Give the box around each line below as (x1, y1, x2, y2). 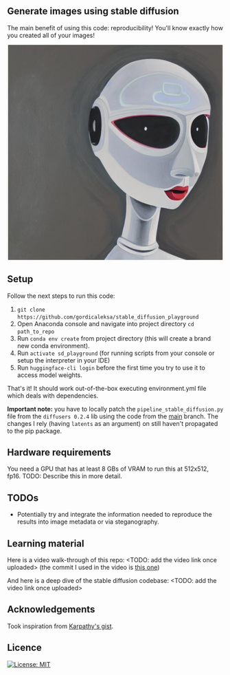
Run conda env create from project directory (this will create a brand (16, 334, 211, 343)
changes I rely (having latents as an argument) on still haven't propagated (7, 419, 218, 427)
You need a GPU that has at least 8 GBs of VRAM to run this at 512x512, (7, 464, 209, 473)
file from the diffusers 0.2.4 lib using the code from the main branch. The (7, 412, 218, 420)
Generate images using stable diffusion (7, 6, 180, 17)
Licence (7, 642, 43, 654)
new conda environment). (16, 341, 91, 350)
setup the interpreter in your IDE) (16, 356, 111, 364)
